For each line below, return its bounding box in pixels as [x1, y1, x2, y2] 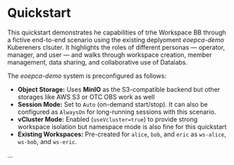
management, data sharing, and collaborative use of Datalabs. [7, 58, 188, 66]
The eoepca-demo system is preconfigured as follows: [7, 72, 167, 80]
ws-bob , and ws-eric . [17, 137, 78, 145]
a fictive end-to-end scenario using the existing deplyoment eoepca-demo [7, 35, 224, 44]
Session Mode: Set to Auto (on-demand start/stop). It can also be [17, 100, 208, 108]
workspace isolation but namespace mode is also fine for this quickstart [17, 122, 227, 131]
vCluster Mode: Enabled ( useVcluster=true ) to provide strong [17, 114, 198, 124]
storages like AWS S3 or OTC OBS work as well [17, 93, 155, 101]
